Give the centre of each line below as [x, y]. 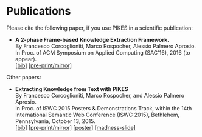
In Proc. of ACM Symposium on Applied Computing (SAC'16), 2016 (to [103, 52]
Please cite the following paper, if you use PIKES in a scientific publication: [100, 28]
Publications [39, 11]
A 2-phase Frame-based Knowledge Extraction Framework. [92, 39]
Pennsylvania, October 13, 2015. [55, 121]
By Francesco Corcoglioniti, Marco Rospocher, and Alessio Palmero [99, 95]
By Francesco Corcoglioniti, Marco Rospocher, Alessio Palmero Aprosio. [106, 46]
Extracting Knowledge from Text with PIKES [72, 89]
